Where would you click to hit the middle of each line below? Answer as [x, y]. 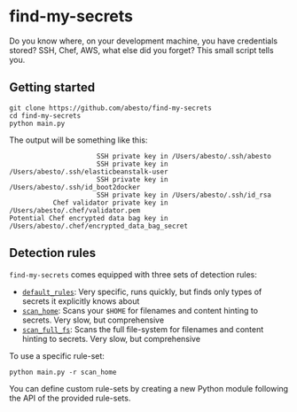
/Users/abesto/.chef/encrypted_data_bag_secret [99, 226]
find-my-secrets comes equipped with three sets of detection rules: [133, 274]
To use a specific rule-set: [57, 355]
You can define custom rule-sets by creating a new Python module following [149, 388]
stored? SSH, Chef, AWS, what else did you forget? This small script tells [141, 50]
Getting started [52, 87]
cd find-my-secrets [45, 116]
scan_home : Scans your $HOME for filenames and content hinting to [140, 310]
